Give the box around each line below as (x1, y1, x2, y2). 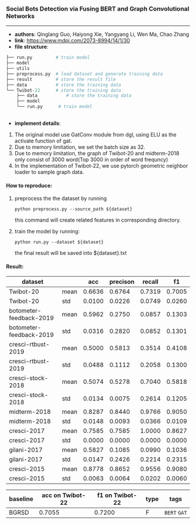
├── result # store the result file (6, 76, 116, 82)
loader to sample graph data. (14, 168, 85, 175)
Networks (6, 12, 35, 20)
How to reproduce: (6, 182, 52, 189)
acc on (41, 491, 61, 499)
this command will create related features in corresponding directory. (14, 216, 181, 224)
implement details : (14, 120, 61, 127)
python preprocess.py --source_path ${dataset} (14, 206, 132, 212)
